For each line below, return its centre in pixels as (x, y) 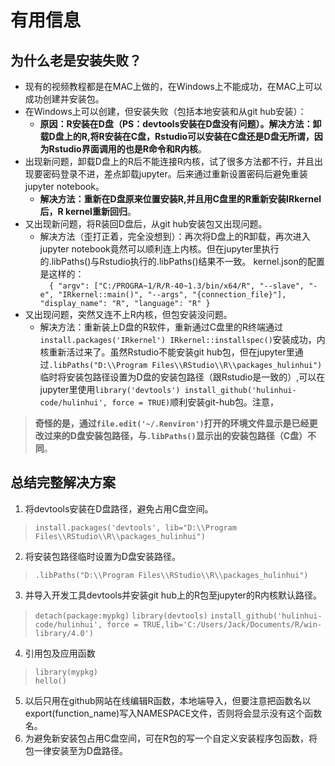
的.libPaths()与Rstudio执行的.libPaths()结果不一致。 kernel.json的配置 (182, 261)
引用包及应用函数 (60, 653)
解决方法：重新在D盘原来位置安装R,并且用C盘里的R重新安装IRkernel (180, 199)
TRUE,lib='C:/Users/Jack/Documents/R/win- (232, 624)
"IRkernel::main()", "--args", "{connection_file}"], (172, 295)
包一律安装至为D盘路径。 (76, 750)
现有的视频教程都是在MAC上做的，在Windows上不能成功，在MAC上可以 (173, 86)
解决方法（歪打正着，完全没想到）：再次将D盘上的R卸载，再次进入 (175, 236)
